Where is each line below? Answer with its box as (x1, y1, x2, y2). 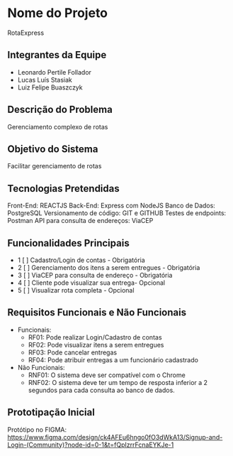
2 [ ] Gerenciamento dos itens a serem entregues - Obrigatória (17, 264, 200, 271)
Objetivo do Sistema (7, 143, 98, 155)
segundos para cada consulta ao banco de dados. (28, 386, 175, 394)
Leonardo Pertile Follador (17, 67, 92, 76)
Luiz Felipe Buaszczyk (17, 83, 83, 92)
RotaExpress (7, 28, 45, 37)
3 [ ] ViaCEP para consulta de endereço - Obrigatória (17, 271, 173, 279)
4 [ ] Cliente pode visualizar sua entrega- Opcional (17, 278, 165, 287)
